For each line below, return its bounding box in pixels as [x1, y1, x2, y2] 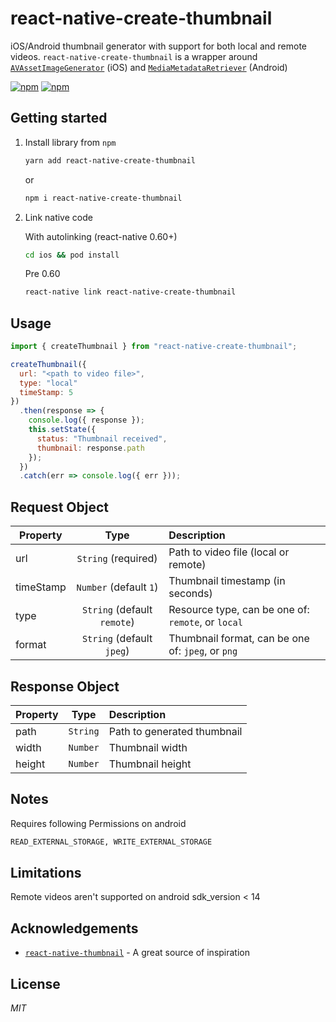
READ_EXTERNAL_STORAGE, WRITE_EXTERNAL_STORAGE [10, 837, 213, 847]
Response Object [10, 678, 120, 695]
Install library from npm [24, 136, 117, 148]
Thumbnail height [108, 757, 192, 771]
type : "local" [19, 378, 78, 388]
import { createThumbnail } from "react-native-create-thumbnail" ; [10, 342, 298, 352]
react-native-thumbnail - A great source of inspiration [24, 947, 251, 959]
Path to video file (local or [168, 545, 290, 559]
